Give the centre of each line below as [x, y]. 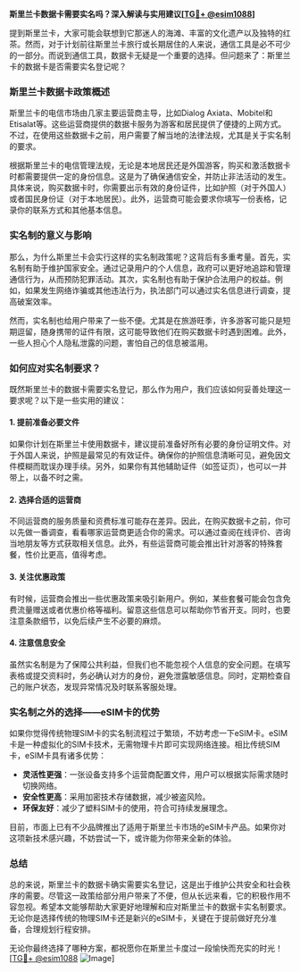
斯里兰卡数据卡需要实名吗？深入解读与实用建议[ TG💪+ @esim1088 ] [133, 14]
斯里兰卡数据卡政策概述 [59, 91]
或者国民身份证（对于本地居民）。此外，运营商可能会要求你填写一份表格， [144, 199]
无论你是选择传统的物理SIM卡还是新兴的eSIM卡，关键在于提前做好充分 [139, 918]
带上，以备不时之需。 [48, 478]
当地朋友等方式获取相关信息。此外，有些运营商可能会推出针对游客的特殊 [142, 543]
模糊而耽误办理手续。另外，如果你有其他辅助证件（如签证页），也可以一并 [152, 466]
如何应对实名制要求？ [55, 368]
